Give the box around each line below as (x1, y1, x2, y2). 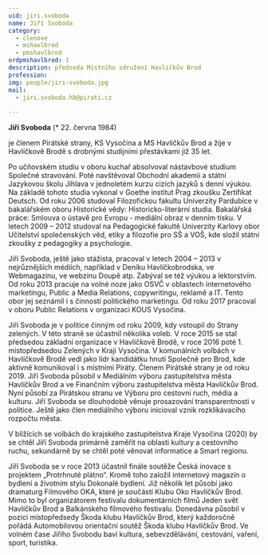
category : (8, 26, 41, 34)
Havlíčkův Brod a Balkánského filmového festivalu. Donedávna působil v (8, 504, 246, 513)
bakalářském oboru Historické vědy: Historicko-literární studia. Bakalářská (8, 204, 252, 214)
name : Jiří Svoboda (8, 19, 73, 27)
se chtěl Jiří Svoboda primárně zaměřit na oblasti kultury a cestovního (8, 438, 238, 447)
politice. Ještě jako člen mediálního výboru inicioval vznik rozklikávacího (8, 405, 246, 415)
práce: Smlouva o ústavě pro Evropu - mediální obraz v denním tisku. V (8, 213, 242, 223)
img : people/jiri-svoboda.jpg (8, 78, 109, 86)
